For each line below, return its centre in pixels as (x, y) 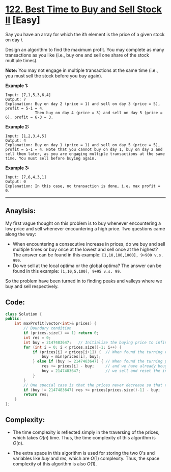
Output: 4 (16, 140)
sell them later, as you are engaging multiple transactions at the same (85, 154)
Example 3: (17, 168)
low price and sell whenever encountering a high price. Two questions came (85, 228)
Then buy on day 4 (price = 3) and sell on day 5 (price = (99, 113)
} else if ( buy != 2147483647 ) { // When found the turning (97, 361)
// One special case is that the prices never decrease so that (93, 385)
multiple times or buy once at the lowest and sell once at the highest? (85, 249)
